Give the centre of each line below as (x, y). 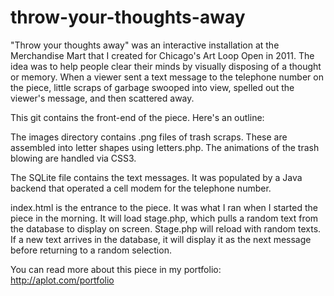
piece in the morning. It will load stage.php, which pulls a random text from (164, 218)
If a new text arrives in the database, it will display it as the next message (161, 239)
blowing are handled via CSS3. (73, 158)
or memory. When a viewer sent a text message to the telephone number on (167, 77)
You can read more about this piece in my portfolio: (116, 269)
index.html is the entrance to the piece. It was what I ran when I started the (164, 207)
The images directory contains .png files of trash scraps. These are (149, 137)
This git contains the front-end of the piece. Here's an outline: (137, 117)
